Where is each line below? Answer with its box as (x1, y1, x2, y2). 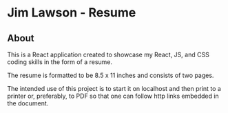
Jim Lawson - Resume (7, 5, 136, 21)
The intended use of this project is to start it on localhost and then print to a (7, 85, 222, 92)
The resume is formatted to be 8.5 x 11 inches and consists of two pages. (7, 71, 214, 79)
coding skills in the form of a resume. (7, 58, 112, 66)
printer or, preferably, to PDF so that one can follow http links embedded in (7, 92, 219, 100)
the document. (7, 99, 49, 107)
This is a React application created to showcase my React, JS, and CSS (7, 50, 210, 59)
